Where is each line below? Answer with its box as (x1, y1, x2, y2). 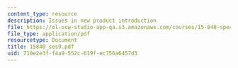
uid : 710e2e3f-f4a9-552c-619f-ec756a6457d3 (7, 50, 138, 57)
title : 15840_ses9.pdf (7, 43, 74, 50)
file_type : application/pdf (7, 30, 91, 38)
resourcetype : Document (7, 37, 78, 44)
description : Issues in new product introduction (7, 17, 157, 24)
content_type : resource (7, 10, 78, 18)
